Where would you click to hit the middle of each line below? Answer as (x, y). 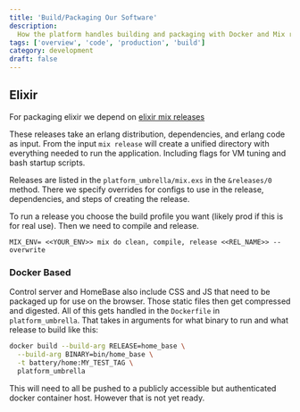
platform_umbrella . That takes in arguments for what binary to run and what (149, 320)
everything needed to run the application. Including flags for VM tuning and (148, 153)
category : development (51, 51)
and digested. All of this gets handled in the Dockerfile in (115, 311)
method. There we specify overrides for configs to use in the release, (137, 189)
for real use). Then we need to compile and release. (104, 225)
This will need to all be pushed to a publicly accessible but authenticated (143, 388)
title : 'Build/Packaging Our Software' (83, 17)
